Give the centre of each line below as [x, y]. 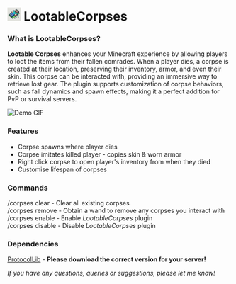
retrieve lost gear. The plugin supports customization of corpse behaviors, [116, 84]
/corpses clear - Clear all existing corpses [68, 203]
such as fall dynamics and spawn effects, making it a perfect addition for [113, 91]
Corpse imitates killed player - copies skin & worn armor [100, 154]
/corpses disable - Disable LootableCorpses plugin [82, 226]
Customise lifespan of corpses [62, 169]
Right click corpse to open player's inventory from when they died [114, 161]
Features [23, 131]
